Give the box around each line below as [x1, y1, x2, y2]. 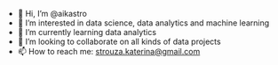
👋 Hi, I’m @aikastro [17, 9, 87, 18]
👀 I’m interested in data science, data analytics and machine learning [17, 18, 270, 28]
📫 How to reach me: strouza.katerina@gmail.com [17, 47, 201, 56]
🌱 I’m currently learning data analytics [17, 27, 157, 37]
